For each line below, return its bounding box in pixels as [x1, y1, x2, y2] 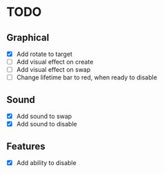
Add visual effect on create [16, 58, 94, 66]
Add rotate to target [16, 50, 73, 58]
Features [6, 140, 45, 152]
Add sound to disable [16, 120, 77, 128]
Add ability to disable [16, 159, 76, 166]
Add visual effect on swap [16, 66, 91, 74]
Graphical [6, 32, 50, 43]
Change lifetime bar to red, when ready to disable [16, 73, 158, 81]
